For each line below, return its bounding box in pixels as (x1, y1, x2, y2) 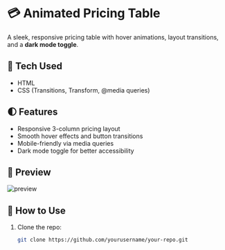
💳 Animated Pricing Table (7, 6, 161, 21)
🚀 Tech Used (7, 60, 62, 73)
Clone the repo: (17, 223, 62, 231)
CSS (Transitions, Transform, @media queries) (17, 86, 150, 94)
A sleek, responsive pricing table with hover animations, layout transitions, (7, 32, 219, 41)
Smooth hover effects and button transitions (17, 132, 143, 140)
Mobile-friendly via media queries (17, 139, 114, 147)
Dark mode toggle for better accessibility (17, 146, 134, 155)
